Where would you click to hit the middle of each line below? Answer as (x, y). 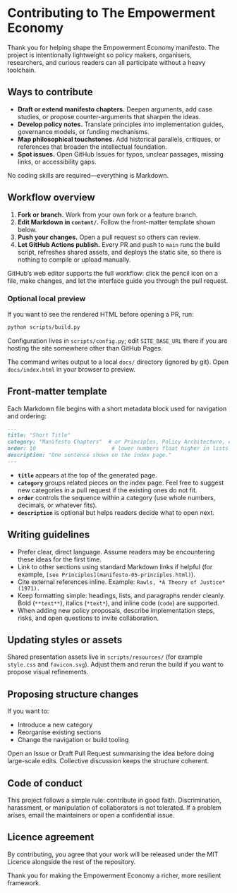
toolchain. (22, 70)
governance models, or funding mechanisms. (83, 131)
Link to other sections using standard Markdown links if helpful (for (115, 566)
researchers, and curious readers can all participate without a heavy (107, 62)
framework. (24, 882)
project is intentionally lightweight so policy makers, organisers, (100, 55)
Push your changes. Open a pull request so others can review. (109, 237)
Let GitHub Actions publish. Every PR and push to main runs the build (119, 244)
